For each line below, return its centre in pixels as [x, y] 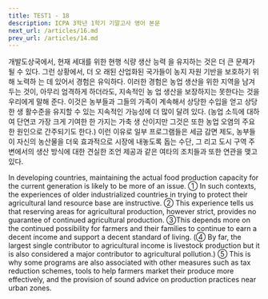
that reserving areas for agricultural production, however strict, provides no [132, 212]
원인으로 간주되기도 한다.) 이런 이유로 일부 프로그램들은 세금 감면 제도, [125, 132]
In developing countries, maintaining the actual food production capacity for [134, 177]
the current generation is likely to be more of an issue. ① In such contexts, [132, 186]
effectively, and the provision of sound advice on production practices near [132, 280]
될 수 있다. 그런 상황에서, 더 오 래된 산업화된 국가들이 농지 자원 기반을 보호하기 [130, 72]
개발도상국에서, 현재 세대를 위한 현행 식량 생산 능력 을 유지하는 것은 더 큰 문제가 [132, 62]
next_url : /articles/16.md [53, 30]
